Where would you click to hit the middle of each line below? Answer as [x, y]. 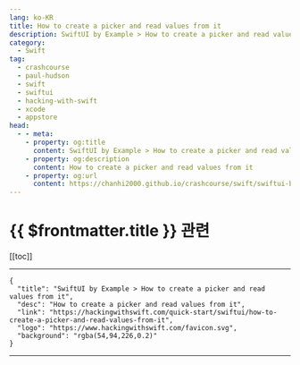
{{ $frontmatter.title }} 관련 [109, 231]
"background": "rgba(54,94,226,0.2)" [87, 336]
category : [28, 42]
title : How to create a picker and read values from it [115, 26]
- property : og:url [62, 175]
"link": [32, 313]
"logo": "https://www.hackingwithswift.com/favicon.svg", [128, 328]
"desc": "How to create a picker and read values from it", [131, 305]
